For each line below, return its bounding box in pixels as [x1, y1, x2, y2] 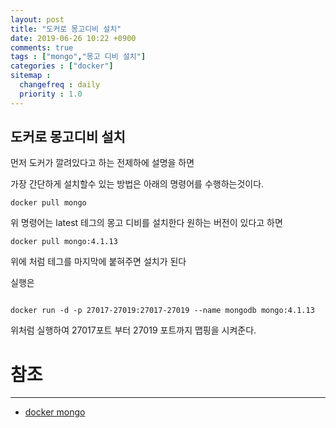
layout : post [10, 14, 65, 25]
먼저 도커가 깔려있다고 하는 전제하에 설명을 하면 [10, 157, 195, 169]
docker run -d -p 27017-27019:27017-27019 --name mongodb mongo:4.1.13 [10, 306, 315, 316]
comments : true [10, 42, 74, 53]
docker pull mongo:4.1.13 [10, 237, 118, 247]
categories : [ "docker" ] [10, 61, 114, 71]
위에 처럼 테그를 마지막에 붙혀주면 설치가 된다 [10, 256, 187, 268]
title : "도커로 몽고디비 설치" [10, 24, 122, 34]
